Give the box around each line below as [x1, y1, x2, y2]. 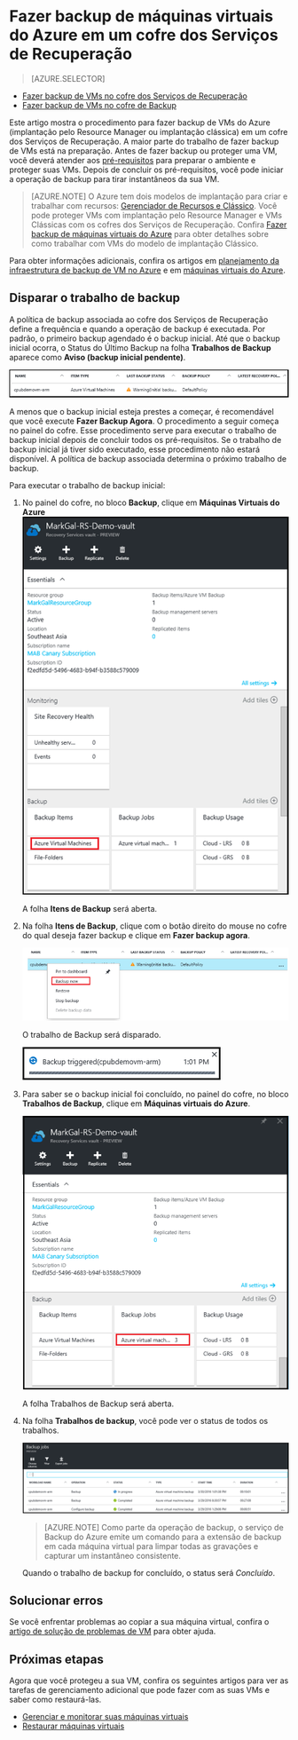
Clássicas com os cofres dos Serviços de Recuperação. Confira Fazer [30, 219, 287, 230]
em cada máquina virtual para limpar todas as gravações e [43, 1540, 259, 1551]
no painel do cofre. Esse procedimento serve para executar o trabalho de [9, 424, 277, 436]
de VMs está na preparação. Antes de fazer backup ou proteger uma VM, [9, 145, 278, 156]
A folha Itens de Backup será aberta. [21, 903, 158, 913]
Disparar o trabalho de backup [9, 290, 180, 305]
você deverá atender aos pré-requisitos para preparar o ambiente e [9, 154, 256, 165]
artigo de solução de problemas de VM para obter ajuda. [9, 1626, 216, 1637]
